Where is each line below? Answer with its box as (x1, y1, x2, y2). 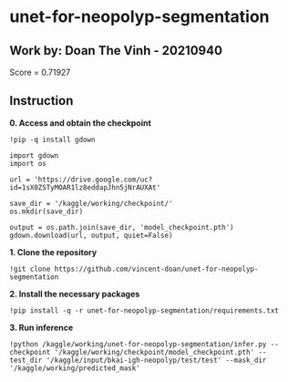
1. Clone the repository (9, 246, 98, 257)
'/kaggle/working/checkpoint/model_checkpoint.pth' (54, 347, 255, 356)
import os (9, 159, 47, 168)
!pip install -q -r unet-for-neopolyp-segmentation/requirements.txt (9, 305, 280, 315)
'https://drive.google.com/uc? (33, 175, 153, 184)
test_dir (9, 356, 43, 365)
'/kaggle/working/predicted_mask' (9, 363, 141, 373)
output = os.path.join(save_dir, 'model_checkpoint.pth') (9, 222, 234, 232)
